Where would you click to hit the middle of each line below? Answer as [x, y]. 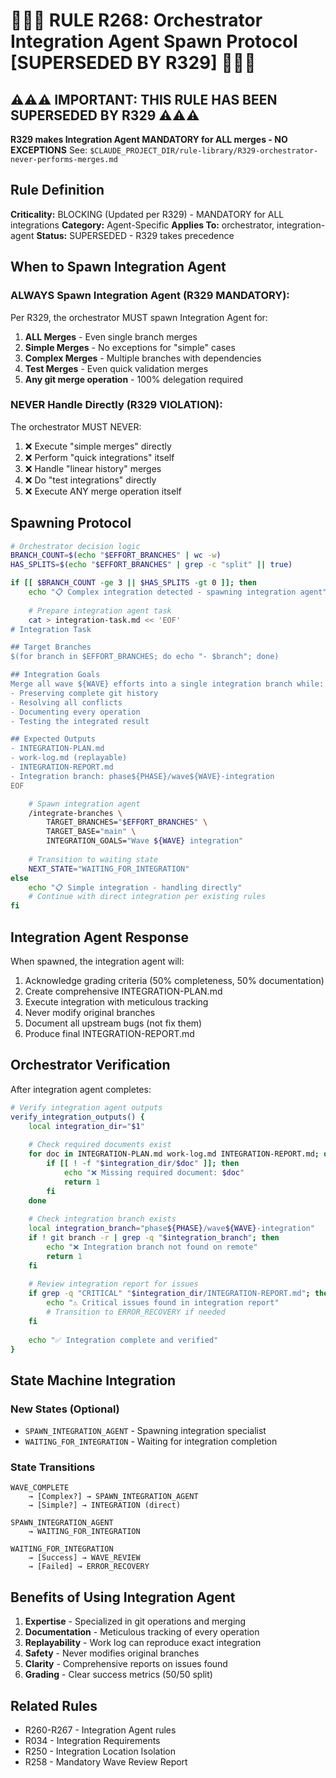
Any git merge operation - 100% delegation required [134, 379]
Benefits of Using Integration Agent [123, 1597]
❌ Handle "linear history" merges [93, 468]
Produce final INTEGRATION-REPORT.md [109, 1034]
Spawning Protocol [71, 523]
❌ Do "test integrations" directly [90, 480]
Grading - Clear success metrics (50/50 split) [118, 1675]
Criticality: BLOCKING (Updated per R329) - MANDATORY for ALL [147, 214]
